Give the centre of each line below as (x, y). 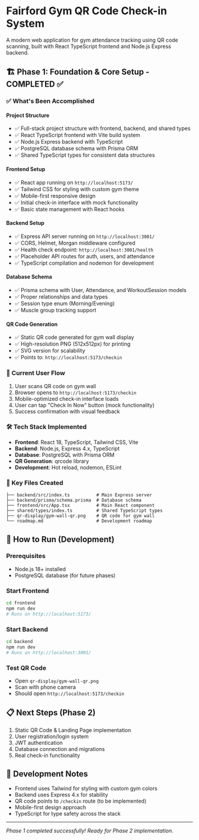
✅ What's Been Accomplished (50, 101)
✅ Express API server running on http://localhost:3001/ (85, 236)
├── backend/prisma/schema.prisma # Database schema (74, 500)
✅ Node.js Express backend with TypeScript (69, 142)
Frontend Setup (26, 169)
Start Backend (27, 629)
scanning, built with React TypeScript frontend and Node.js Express (89, 46)
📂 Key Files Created (35, 483)
